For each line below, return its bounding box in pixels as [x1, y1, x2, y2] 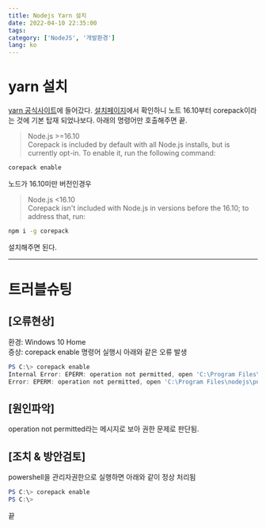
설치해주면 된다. [8, 242, 58, 252]
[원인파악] [8, 402, 55, 415]
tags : [8, 26, 26, 34]
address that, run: [27, 211, 85, 221]
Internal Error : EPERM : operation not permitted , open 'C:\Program [8, 370, 236, 378]
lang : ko [8, 41, 37, 49]
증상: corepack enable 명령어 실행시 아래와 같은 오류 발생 [8, 347, 188, 356]
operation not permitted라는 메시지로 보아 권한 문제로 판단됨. [8, 424, 199, 434]
